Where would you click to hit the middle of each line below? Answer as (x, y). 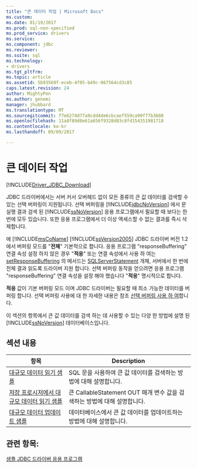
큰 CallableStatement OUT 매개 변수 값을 (123, 392)
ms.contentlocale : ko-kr (36, 127)
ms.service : (21, 39)
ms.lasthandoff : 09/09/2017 (40, 132)
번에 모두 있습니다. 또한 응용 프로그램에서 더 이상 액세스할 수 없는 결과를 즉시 (94, 219)
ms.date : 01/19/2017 (31, 22)
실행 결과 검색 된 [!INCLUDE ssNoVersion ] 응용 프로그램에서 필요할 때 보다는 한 (97, 211)
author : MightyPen (28, 94)
